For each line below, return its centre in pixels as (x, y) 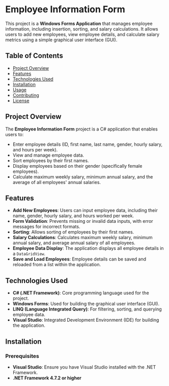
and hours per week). (35, 149)
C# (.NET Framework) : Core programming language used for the (81, 293)
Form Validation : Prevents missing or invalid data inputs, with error (83, 221)
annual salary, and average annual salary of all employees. (74, 243)
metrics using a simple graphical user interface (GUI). (61, 40)
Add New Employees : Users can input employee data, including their (85, 211)
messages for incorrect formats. (46, 227)
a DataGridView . (29, 254)
